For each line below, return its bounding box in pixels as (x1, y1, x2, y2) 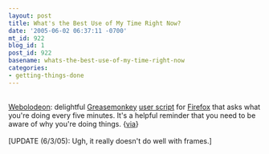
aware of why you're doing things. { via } (8, 119, 139, 128)
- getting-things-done (8, 71, 84, 79)
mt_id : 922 (8, 34, 45, 43)
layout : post (8, 11, 52, 20)
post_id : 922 (8, 49, 52, 57)
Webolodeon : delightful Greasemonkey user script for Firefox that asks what (8, 102, 261, 111)
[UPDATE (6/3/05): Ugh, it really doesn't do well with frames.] (8, 136, 213, 145)
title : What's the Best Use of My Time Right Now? (8, 19, 181, 27)
